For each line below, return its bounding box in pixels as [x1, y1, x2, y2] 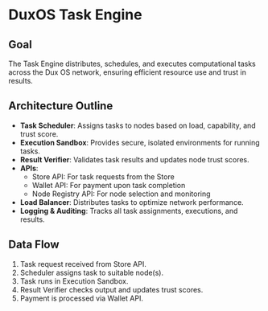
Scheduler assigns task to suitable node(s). [19, 268, 164, 277]
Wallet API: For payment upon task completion [31, 180, 186, 190]
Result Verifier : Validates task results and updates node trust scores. [19, 154, 249, 164]
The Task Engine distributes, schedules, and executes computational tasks [8, 59, 256, 68]
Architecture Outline [8, 99, 113, 113]
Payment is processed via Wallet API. [19, 293, 143, 303]
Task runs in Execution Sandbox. [19, 276, 129, 286]
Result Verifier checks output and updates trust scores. [19, 284, 204, 294]
